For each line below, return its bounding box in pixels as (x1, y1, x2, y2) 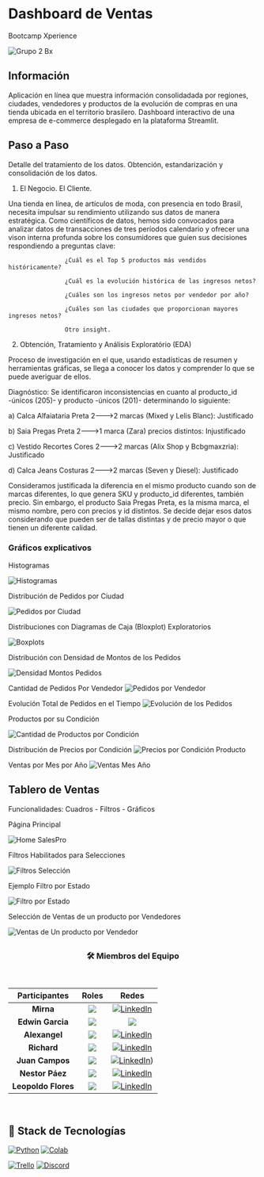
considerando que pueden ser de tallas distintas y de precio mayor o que (8, 514, 247, 524)
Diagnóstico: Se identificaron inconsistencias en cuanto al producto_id (8, 387, 238, 396)
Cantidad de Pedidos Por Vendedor (8, 683, 124, 693)
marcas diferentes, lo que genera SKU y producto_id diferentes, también (8, 489, 244, 499)
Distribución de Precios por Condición (8, 744, 133, 754)
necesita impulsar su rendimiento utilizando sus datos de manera (8, 207, 220, 216)
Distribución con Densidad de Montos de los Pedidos (8, 652, 182, 662)
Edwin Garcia (17, 1016, 69, 1027)
